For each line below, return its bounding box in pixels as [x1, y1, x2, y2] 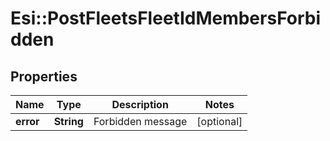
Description [111, 98, 169, 111]
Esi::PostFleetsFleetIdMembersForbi [10, 7, 322, 30]
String [53, 115, 84, 128]
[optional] [196, 115, 243, 128]
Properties [10, 68, 78, 85]
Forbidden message [93, 115, 188, 128]
